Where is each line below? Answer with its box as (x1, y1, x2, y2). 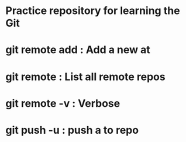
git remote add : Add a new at (5, 43, 150, 57)
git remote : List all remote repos (5, 70, 166, 83)
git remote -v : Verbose (5, 96, 120, 110)
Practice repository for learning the (5, 4, 180, 18)
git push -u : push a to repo (5, 123, 139, 137)
